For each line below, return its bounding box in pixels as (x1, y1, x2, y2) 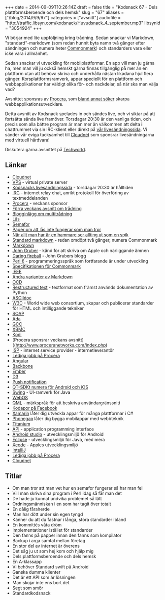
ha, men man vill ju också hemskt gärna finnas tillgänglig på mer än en (5, 65, 148, 71)
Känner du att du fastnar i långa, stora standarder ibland (12, 516, 126, 522)
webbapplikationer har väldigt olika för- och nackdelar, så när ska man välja (5, 81, 159, 87)
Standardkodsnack (12, 590, 51, 596)
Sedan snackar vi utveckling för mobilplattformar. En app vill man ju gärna (5, 60, 155, 66)
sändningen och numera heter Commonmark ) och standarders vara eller (5, 45, 152, 51)
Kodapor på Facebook (12, 405, 58, 411)
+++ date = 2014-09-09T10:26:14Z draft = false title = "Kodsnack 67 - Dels (5, 4, 158, 10)
